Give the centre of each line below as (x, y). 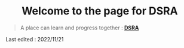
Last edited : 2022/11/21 (35, 39)
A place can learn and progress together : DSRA (79, 28)
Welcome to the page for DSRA (100, 11)
